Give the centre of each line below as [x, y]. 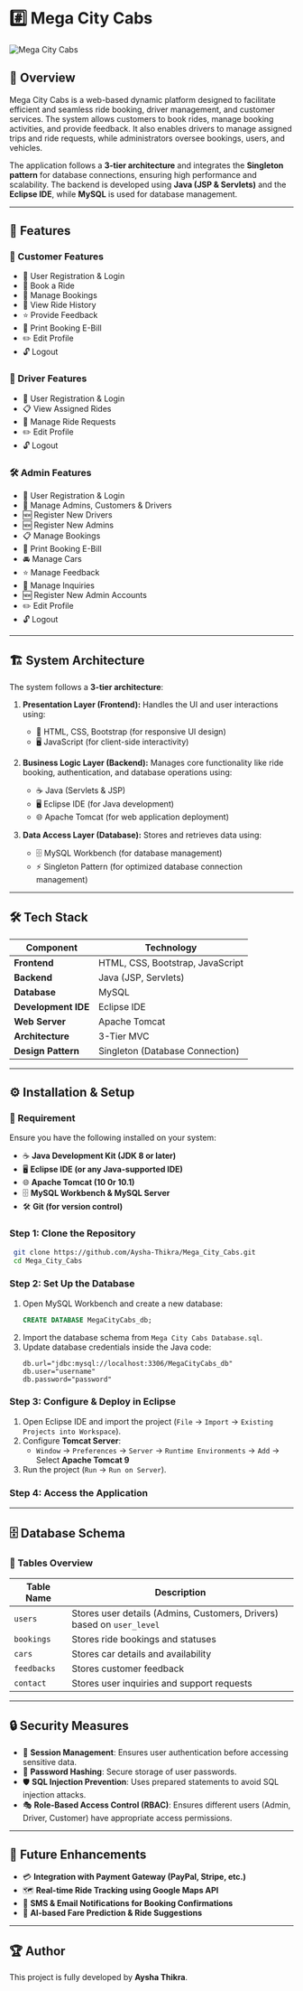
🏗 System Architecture [77, 661]
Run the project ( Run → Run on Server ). [94, 1469]
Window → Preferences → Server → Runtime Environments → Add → [158, 1450]
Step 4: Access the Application [79, 1492]
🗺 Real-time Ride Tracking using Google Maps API [120, 1891]
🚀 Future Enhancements [78, 1855]
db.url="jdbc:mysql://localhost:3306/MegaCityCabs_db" [128, 1363]
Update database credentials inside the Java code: [117, 1347]
